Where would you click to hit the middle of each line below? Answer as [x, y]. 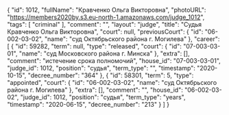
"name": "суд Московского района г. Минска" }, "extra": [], [104, 53]
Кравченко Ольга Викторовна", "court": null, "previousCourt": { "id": [105, 31]
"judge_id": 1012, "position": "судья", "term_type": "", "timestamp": [101, 68]
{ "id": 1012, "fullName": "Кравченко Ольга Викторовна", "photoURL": [107, 10]
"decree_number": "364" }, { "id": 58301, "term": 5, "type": [111, 75]
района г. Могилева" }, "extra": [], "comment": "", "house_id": [95, 90]
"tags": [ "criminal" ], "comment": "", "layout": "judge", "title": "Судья [105, 24]
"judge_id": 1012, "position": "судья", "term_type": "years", [103, 97]
